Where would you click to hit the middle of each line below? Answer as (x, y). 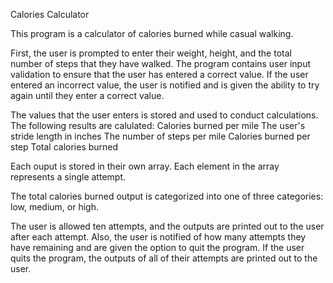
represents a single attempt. (68, 177)
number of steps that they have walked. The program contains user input (160, 63)
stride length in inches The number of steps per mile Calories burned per (160, 136)
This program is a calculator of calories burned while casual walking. (152, 33)
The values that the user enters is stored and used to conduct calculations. (164, 115)
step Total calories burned (64, 147)
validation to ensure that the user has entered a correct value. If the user (159, 74)
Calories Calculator (50, 14)
